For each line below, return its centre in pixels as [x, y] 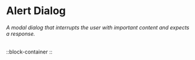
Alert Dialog [36, 11]
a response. [21, 34]
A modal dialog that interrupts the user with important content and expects [98, 27]
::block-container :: [29, 52]
